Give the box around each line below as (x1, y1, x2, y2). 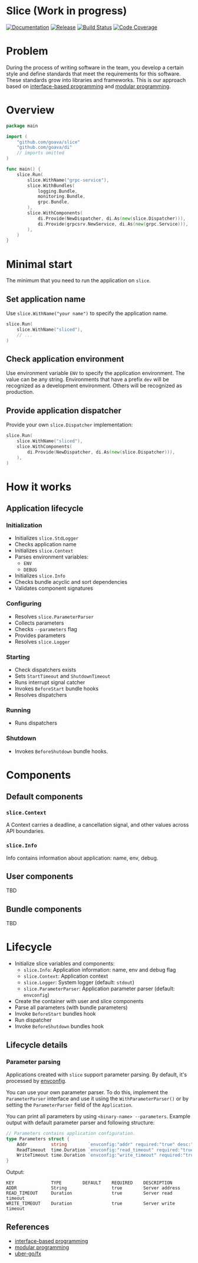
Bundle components (6, 904, 82, 914)
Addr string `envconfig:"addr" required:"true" (16, 1141, 176, 1147)
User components (6, 872, 74, 882)
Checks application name (14, 541, 77, 548)
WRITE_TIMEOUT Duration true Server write (6, 1200, 176, 1207)
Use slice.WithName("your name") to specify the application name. (6, 310, 168, 317)
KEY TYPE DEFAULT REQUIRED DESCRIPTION (6, 1180, 173, 1186)
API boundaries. (6, 828, 45, 835)
